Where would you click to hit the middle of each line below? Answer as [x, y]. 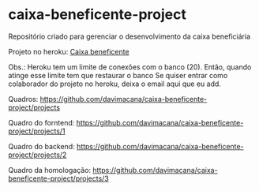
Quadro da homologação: [50, 170]
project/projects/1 [37, 131]
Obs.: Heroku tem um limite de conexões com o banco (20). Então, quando [130, 67]
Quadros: [23, 99]
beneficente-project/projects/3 [58, 178]
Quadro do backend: [41, 146]
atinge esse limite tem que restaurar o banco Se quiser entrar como [118, 75]
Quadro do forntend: [41, 122]
